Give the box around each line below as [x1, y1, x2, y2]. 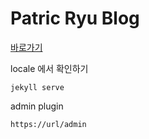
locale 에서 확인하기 [10, 62, 89, 74]
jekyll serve [10, 82, 65, 92]
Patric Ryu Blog [10, 7, 140, 30]
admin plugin [10, 100, 64, 112]
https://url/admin [10, 119, 87, 129]
